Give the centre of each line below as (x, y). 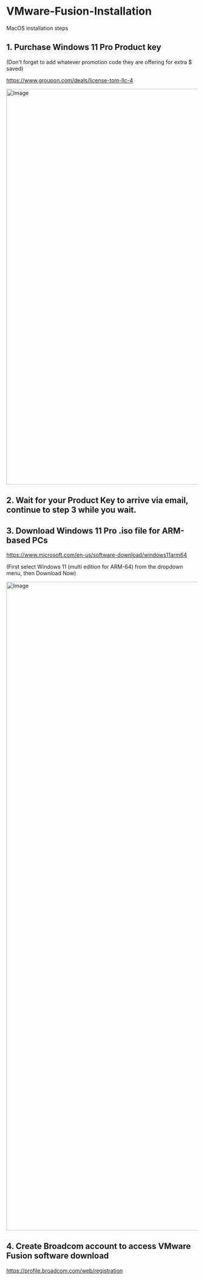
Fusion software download (58, 1256)
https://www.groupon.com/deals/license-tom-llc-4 (70, 80)
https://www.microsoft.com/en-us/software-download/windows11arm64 (97, 555)
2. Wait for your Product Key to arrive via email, (97, 500)
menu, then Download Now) (41, 573)
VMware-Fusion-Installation (79, 11)
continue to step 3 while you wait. (71, 510)
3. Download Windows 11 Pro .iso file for (83, 531)
